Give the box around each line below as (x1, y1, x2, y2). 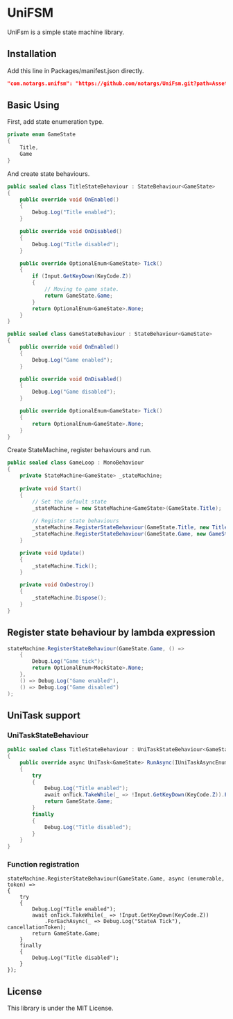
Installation (7, 48, 57, 60)
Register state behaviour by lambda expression (7, 627, 216, 639)
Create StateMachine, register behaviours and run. (7, 446, 152, 454)
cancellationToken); (7, 924, 67, 931)
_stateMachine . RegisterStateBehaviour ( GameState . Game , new (32, 531, 207, 538)
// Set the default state (32, 498, 107, 505)
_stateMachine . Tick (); (32, 562, 98, 570)
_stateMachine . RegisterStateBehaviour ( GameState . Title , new (32, 524, 209, 531)
